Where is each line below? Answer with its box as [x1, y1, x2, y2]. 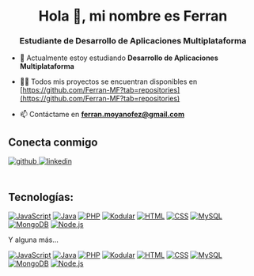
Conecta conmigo [8, 135, 98, 149]
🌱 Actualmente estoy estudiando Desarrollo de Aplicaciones [19, 53, 219, 62]
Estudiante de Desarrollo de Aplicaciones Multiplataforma [19, 36, 247, 47]
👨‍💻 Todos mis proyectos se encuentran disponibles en [19, 77, 198, 86]
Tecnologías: [8, 190, 74, 204]
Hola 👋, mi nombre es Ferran [38, 7, 228, 25]
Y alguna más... [8, 235, 59, 244]
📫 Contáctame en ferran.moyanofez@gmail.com [19, 110, 184, 119]
